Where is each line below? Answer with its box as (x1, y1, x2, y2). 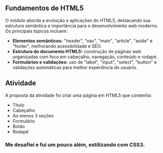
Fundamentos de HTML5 (5, 4, 84, 13)
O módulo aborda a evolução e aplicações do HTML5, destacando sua (5, 17, 151, 23)
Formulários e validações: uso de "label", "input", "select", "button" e (12, 59, 157, 65)
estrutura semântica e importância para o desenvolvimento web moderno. (5, 23, 158, 29)
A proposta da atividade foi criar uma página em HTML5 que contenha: (5, 92, 152, 98)
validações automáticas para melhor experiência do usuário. (12, 64, 137, 70)
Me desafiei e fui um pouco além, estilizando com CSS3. (5, 141, 145, 148)
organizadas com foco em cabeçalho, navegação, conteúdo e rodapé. (12, 54, 158, 60)
